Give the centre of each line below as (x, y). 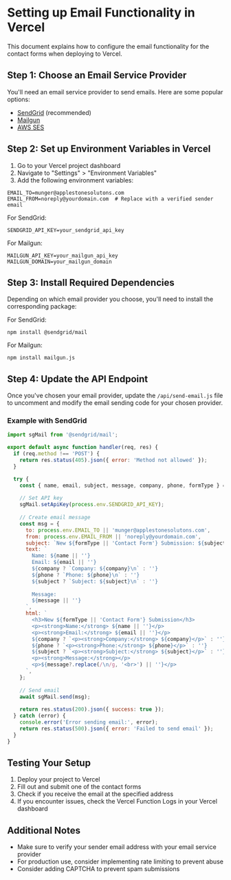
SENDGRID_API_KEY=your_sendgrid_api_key (66, 230)
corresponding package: (42, 306)
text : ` (36, 549)
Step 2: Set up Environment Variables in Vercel (109, 149)
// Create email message (55, 518)
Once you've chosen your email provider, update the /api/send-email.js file (115, 396)
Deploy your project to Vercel (58, 779)
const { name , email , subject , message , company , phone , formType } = (123, 485)
